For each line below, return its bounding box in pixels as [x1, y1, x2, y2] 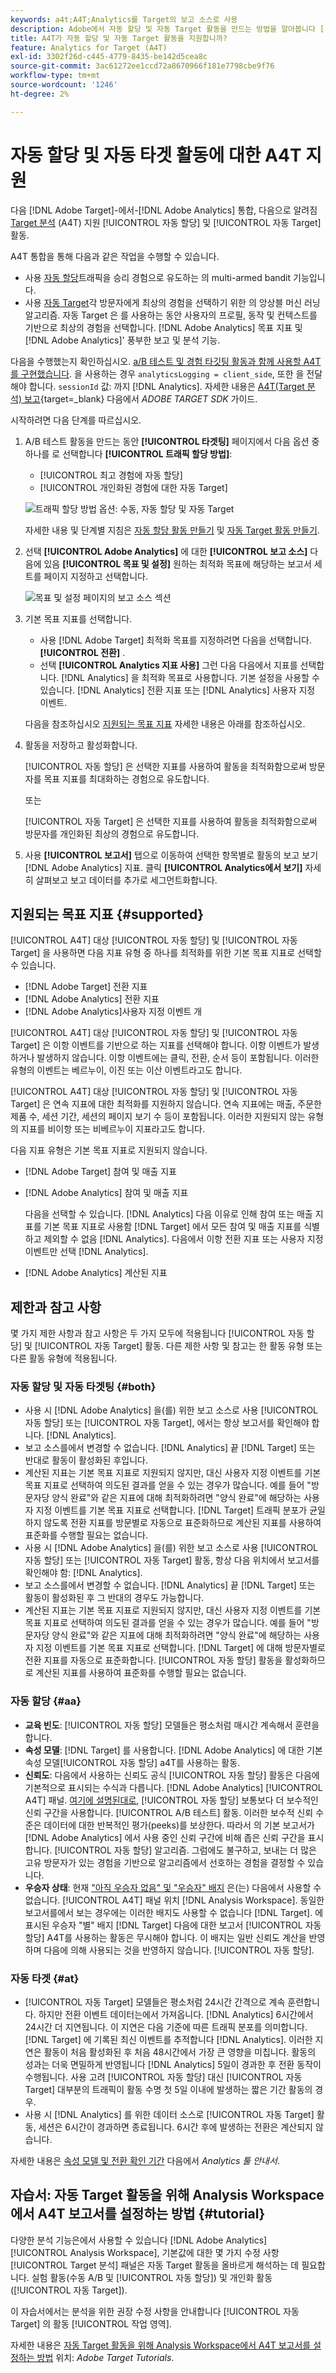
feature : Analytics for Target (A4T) [10, 42, 168, 53]
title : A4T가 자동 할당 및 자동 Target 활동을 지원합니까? [10, 33, 228, 43]
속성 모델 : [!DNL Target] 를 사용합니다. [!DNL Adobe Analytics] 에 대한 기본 [24, 1744, 323, 1756]
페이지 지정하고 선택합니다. [43, 570, 148, 582]
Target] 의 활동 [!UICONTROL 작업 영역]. [10, 2317, 172, 2330]
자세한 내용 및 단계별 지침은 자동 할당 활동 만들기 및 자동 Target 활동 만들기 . [24, 524, 320, 536]
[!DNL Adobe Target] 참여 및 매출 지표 [24, 1166, 177, 1178]
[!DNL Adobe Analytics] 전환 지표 [24, 993, 160, 1005]
